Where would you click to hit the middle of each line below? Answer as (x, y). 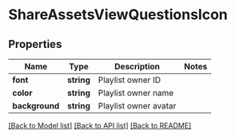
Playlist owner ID (129, 80)
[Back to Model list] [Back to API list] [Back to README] (100, 126)
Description (137, 67)
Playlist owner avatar (137, 106)
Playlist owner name (136, 93)
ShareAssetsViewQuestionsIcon (118, 15)
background (36, 106)
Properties (35, 44)
